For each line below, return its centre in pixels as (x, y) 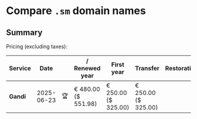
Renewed (87, 68)
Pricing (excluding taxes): (37, 46)
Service (20, 68)
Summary (24, 33)
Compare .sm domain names (76, 11)
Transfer (147, 68)
